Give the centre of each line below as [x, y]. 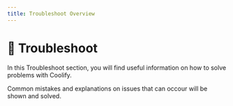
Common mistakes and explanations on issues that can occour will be [107, 89]
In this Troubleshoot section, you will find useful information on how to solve [117, 68]
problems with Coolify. [39, 75]
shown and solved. [34, 96]
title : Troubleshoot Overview [51, 14]
